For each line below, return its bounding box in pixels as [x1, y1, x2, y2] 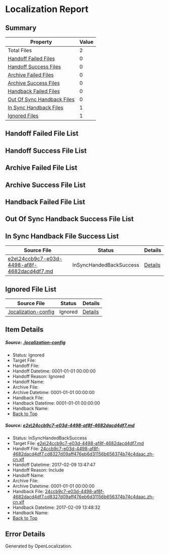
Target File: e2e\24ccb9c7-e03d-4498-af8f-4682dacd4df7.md [12, 440, 144, 446]
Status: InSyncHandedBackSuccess [12, 435, 87, 441]
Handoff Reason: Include [12, 467, 64, 473]
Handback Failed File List [5, 198, 86, 206]
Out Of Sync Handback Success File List [5, 215, 134, 223]
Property [30, 39, 52, 45]
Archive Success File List [5, 180, 86, 189]
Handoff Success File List [5, 146, 87, 155]
